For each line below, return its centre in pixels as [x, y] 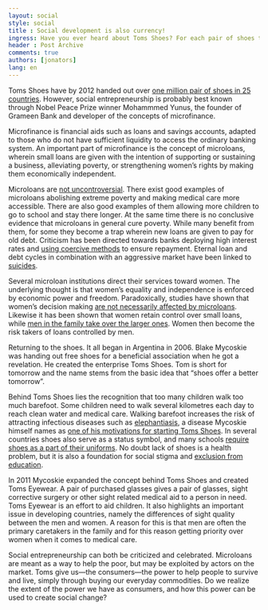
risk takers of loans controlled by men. [71, 331]
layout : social [33, 16]
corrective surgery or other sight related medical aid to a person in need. [128, 497]
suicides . [23, 265]
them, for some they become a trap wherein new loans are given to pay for [131, 232]
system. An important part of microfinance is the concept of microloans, [127, 148]
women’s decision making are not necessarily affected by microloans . [123, 306]
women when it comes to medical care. [73, 539]
